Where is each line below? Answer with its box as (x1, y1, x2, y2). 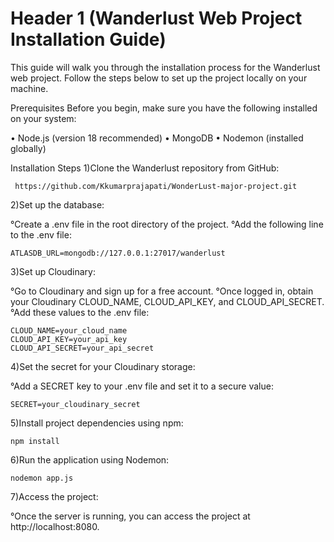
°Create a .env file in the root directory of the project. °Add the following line (10, 218, 324, 230)
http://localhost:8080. (10, 520, 100, 532)
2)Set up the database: (10, 198, 105, 211)
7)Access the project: (10, 490, 99, 502)
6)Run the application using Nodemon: (10, 453, 170, 466)
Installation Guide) (10, 28, 167, 51)
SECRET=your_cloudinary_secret (10, 399, 141, 409)
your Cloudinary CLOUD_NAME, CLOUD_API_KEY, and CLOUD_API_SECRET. (10, 295, 325, 307)
